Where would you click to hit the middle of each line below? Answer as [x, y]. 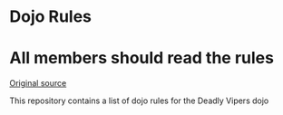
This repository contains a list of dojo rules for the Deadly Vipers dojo [139, 101]
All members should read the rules [142, 58]
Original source [38, 83]
